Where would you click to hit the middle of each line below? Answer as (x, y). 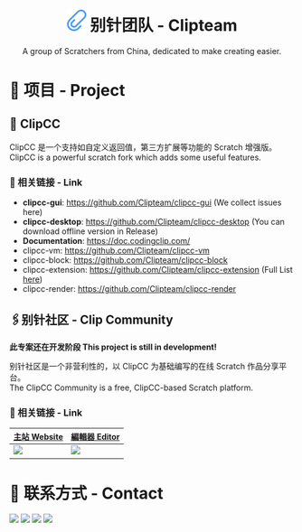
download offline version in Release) (90, 231)
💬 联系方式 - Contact (87, 493)
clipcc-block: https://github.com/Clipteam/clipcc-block (125, 260)
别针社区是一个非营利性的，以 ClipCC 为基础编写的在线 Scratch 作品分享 (144, 366)
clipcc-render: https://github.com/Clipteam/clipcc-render (129, 289)
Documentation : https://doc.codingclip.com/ (106, 241)
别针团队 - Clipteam (164, 26)
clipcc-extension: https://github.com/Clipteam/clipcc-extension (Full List (158, 270)
